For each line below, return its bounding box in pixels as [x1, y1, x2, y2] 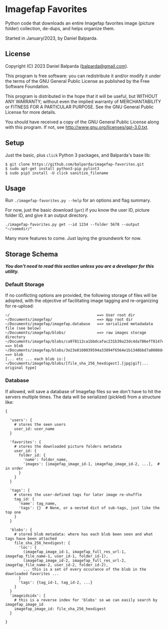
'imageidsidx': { [9, 593, 46, 598]
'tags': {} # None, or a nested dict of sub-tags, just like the [18, 505, 160, 510]
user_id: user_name [14, 426, 55, 431]
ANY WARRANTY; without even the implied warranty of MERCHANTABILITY [5, 98, 161, 104]
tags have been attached [5, 536, 57, 541]
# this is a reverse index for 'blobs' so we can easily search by [14, 597, 157, 602]
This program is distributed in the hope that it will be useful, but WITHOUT [5, 93, 158, 99]
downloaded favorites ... [5, 571, 59, 576]
